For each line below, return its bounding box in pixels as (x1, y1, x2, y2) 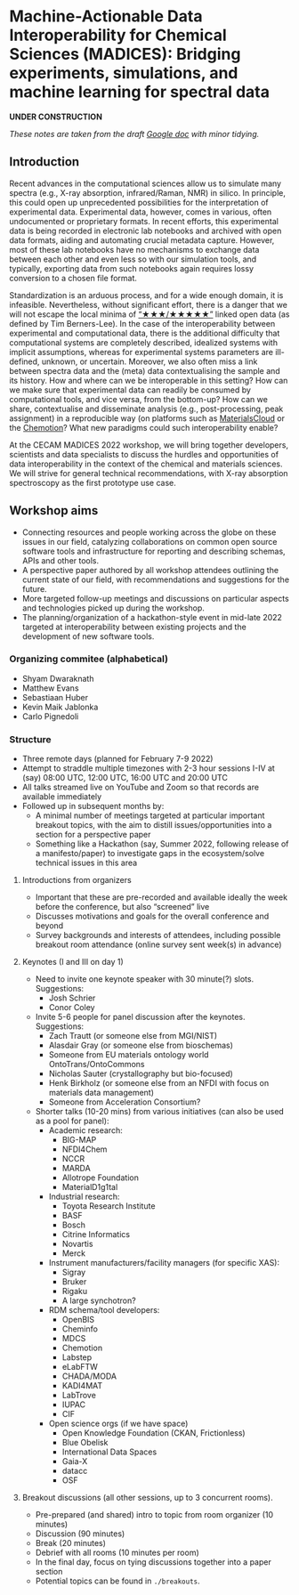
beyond (35, 920, 64, 931)
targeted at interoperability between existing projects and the (21, 621, 246, 632)
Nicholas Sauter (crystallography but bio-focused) (48, 1068, 233, 1079)
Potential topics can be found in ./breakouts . (35, 1575, 200, 1586)
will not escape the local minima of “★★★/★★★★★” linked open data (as (9, 309, 290, 320)
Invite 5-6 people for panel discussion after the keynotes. (35, 1012, 246, 1023)
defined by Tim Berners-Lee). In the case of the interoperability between (9, 318, 276, 328)
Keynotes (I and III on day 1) (21, 957, 125, 968)
